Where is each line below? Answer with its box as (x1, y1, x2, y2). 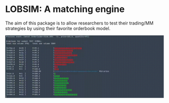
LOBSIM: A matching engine (5, 3, 125, 15)
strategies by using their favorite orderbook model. (5, 25, 111, 31)
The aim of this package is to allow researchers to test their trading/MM (5, 20, 154, 26)
